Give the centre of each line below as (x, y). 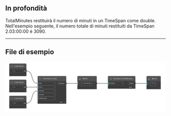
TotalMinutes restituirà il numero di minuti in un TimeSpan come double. (81, 20)
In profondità (26, 8)
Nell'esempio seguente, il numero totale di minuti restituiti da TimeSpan (80, 26)
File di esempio (30, 52)
